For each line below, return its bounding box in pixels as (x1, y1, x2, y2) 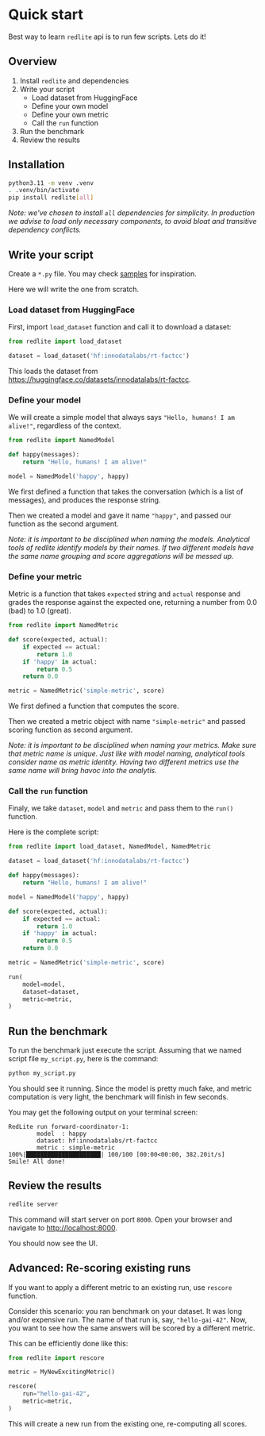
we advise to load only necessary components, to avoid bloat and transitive (8, 217, 257, 226)
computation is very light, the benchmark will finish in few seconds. (8, 1092, 229, 1101)
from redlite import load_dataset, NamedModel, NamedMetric (8, 843, 212, 851)
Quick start (8, 6, 83, 24)
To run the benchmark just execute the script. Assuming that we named (8, 1045, 242, 1055)
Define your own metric (31, 110, 109, 119)
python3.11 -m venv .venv (8, 179, 94, 187)
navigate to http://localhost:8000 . (8, 1222, 117, 1232)
